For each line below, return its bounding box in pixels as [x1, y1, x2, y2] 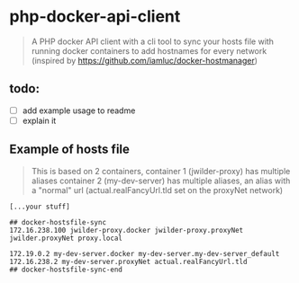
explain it [22, 115, 57, 126]
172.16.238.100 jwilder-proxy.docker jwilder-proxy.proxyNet [9, 226, 244, 234]
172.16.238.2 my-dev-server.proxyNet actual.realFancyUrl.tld [9, 257, 248, 266]
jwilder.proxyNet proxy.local [9, 234, 123, 243]
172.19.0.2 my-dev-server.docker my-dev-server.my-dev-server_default [9, 249, 280, 258]
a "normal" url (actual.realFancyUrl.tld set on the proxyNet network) [31, 184, 284, 195]
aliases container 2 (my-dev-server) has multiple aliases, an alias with [31, 175, 291, 186]
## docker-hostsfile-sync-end [9, 265, 123, 274]
